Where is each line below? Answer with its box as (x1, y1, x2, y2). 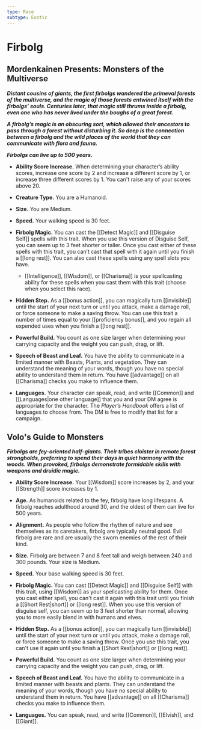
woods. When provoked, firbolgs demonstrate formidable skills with (7, 461, 181, 468)
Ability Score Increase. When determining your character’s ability (15, 163, 179, 170)
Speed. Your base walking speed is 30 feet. (15, 570, 124, 577)
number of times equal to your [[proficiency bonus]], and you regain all (15, 316, 192, 323)
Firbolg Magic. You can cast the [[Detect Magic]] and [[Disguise (15, 229, 176, 236)
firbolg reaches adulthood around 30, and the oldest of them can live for (15, 503, 195, 511)
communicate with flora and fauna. (7, 140, 98, 147)
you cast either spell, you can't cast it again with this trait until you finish (15, 595, 195, 602)
